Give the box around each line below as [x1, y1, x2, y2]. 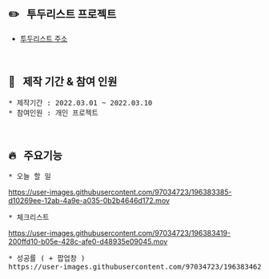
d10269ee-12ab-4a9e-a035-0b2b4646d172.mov [8, 196, 171, 205]
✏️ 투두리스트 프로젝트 [8, 7, 117, 22]
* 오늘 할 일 [8, 172, 52, 181]
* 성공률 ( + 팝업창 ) [8, 254, 86, 263]
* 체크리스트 [8, 213, 50, 222]
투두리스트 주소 [19, 34, 68, 43]
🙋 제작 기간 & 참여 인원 [8, 75, 118, 89]
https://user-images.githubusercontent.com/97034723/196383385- [8, 187, 232, 197]
